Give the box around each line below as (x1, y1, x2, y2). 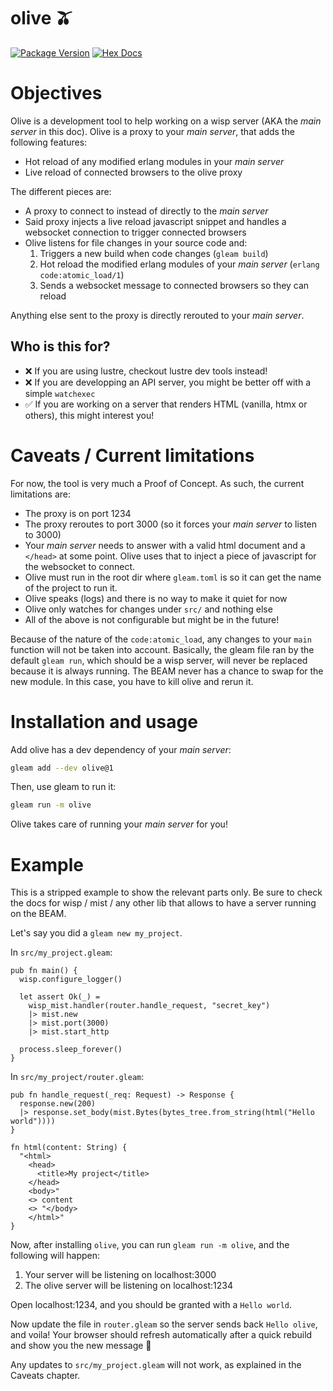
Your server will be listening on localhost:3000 (24, 1269, 217, 1281)
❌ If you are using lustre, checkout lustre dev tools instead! (24, 365, 268, 377)
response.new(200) (19, 1099, 97, 1109)
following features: (10, 136, 88, 148)
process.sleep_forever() (19, 1045, 123, 1055)
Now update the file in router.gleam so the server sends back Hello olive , (10, 1318, 318, 1330)
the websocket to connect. (24, 560, 136, 572)
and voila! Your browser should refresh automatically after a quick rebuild (10, 1329, 313, 1341)
